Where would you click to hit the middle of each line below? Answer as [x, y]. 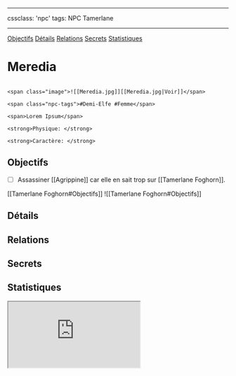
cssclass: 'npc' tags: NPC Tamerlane [60, 18]
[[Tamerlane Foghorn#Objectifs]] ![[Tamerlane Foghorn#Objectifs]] [104, 194]
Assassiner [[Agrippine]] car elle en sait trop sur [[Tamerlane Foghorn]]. [122, 180]
